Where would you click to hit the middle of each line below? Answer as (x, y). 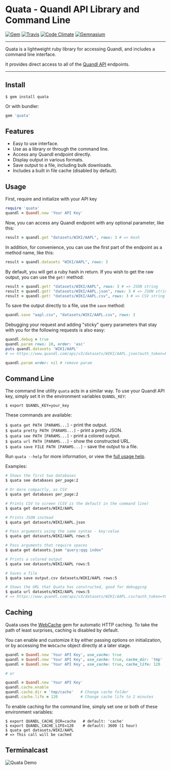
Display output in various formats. (48, 160)
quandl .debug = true (27, 340)
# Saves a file (21, 573)
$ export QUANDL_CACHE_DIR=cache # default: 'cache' (65, 721)
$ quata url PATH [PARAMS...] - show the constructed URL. (68, 441)
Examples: (16, 466)
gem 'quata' (18, 116)
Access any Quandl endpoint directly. (52, 154)
